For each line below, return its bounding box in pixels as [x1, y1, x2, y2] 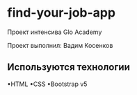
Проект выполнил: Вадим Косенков [7, 41, 113, 49]
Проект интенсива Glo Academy [7, 28, 102, 36]
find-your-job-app [7, 5, 116, 21]
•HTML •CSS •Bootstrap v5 [7, 80, 88, 88]
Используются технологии [7, 61, 131, 74]
